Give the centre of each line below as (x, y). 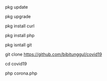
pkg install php (20, 35)
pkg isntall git (19, 45)
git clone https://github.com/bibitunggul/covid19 (53, 54)
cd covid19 (16, 64)
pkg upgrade (18, 16)
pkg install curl (20, 26)
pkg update (17, 7)
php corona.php (21, 73)
